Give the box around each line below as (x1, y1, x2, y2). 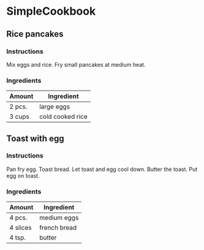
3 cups (9, 112, 29, 121)
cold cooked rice (39, 112, 88, 121)
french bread (39, 224, 77, 232)
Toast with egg (6, 133, 64, 143)
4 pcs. (9, 213, 28, 222)
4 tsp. (9, 233, 26, 242)
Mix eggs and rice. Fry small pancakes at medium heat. (6, 61, 146, 68)
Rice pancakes (6, 29, 64, 39)
